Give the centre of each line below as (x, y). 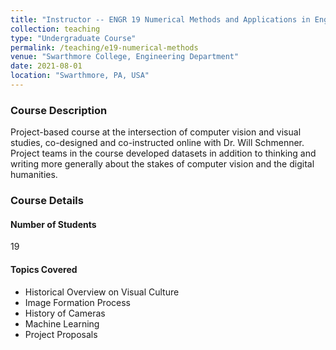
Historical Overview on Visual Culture (102, 292)
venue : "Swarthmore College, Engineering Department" (125, 57)
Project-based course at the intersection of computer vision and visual (156, 132)
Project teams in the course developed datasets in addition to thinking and (163, 153)
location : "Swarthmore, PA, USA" (80, 76)
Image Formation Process (77, 302)
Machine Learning (62, 323)
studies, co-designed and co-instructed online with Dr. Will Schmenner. (157, 143)
